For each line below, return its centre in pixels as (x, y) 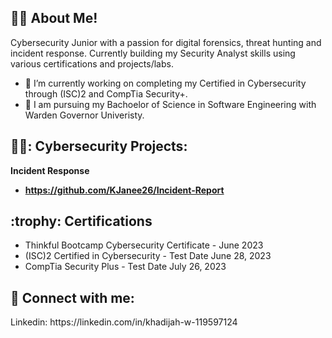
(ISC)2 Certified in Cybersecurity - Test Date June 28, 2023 (148, 256)
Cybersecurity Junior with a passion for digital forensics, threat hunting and (166, 42)
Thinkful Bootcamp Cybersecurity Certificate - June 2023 (144, 245)
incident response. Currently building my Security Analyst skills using (153, 53)
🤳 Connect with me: (72, 297)
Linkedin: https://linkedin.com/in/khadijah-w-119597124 (124, 322)
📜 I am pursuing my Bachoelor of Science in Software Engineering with (170, 104)
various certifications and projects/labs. (92, 63)
